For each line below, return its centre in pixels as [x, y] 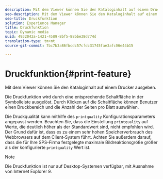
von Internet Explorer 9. [29, 171]
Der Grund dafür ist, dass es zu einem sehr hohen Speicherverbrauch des [79, 132]
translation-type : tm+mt [30, 41]
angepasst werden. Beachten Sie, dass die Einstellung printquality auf [77, 121]
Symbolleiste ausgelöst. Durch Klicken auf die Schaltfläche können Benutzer [81, 102]
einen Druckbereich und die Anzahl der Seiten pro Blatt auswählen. [72, 107]
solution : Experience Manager [36, 23]
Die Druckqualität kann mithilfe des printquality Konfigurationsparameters [80, 116]
